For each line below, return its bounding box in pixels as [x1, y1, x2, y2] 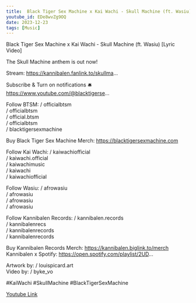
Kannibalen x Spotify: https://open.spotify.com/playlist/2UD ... [6, 250, 153, 257]
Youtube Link [6, 291, 38, 298]
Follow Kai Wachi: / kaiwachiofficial [6, 148, 90, 155]
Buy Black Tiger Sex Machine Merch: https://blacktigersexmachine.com [6, 137, 178, 144]
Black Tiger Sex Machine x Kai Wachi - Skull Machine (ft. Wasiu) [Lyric [6, 41, 175, 48]
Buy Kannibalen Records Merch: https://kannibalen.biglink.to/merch [6, 245, 169, 252]
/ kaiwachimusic [6, 161, 45, 168]
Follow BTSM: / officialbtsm [6, 101, 72, 108]
